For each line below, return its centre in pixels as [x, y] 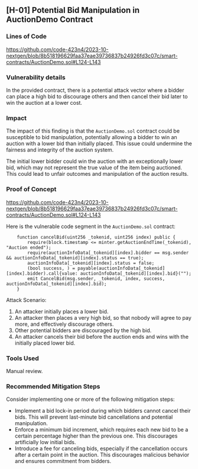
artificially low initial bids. [45, 442]
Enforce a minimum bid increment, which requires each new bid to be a [101, 430]
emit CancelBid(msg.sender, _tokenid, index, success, [96, 278]
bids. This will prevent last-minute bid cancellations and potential [94, 417]
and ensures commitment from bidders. [63, 461]
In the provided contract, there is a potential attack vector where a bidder [95, 90]
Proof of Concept [31, 189]
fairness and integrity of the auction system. [60, 150]
